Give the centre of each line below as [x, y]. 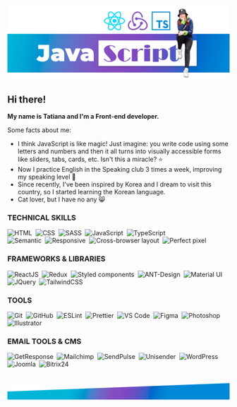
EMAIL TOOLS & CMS [44, 341]
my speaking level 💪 [47, 177]
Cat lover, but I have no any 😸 [61, 199]
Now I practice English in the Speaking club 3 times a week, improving [120, 170]
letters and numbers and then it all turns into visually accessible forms [119, 151]
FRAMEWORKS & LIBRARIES [56, 259]
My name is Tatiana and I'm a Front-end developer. [83, 117]
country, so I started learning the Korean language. [91, 192]
